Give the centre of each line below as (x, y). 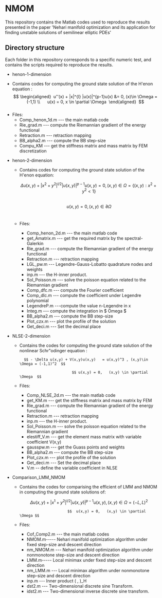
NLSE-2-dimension (31, 336)
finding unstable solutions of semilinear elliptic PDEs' (58, 32)
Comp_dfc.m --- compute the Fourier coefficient (75, 290)
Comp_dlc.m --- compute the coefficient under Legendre (84, 296)
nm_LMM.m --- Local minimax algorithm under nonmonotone (88, 570)
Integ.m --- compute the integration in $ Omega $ (76, 311)
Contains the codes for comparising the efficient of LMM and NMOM (88, 487)
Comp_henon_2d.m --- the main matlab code (72, 233)
